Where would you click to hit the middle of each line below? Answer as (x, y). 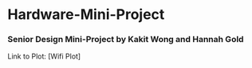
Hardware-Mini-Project (86, 15)
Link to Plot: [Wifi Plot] (44, 56)
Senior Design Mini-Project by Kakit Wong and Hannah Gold (126, 40)
